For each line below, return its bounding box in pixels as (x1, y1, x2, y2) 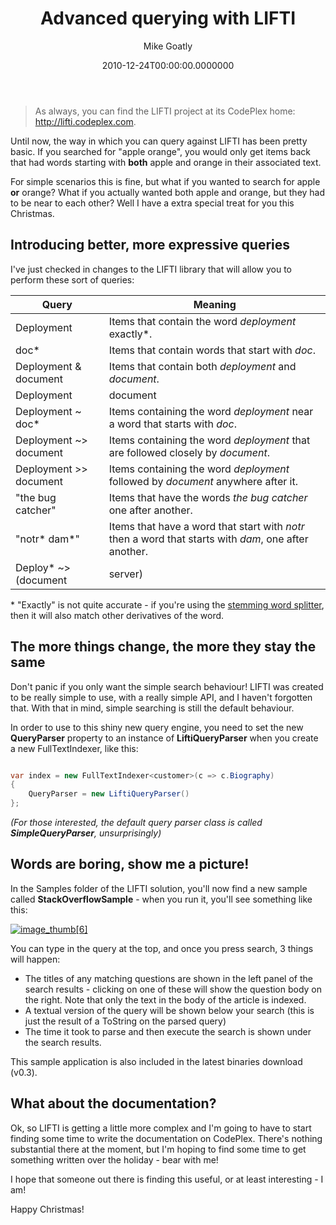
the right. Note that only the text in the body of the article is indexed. (24, 993, 307, 1006)
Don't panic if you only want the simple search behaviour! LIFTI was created (10, 680, 324, 692)
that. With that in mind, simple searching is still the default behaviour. (10, 702, 295, 714)
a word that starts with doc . (108, 417, 238, 431)
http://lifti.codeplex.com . (34, 115, 137, 127)
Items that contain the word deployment (108, 314, 297, 328)
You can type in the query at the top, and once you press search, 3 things (10, 942, 314, 954)
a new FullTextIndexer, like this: (10, 742, 139, 754)
